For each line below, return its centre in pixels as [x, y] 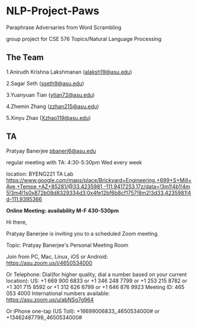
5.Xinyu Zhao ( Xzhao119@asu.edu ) [49, 118]
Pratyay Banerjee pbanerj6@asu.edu [51, 151]
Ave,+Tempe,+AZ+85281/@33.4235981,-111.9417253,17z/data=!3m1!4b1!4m [98, 186]
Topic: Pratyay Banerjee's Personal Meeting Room [67, 245]
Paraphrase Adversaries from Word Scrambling [64, 27]
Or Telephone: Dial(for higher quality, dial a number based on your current [97, 274]
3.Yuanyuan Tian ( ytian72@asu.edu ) [50, 95]
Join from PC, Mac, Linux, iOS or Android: [57, 256]
